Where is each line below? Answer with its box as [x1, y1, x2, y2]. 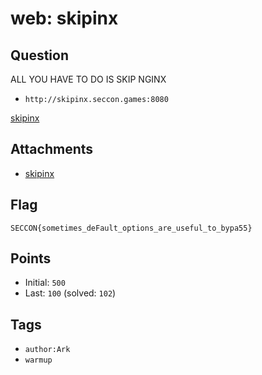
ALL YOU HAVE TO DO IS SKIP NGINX [10, 73, 167, 85]
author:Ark [24, 345, 71, 355]
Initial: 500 [24, 277, 66, 289]
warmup [24, 355, 53, 366]
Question [10, 47, 69, 64]
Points [10, 250, 52, 267]
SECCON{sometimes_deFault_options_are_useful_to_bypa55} [10, 223, 253, 233]
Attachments [10, 141, 94, 158]
